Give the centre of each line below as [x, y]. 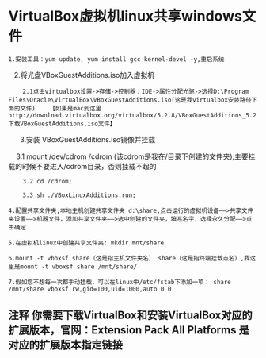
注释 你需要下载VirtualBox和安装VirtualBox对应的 [130, 316]
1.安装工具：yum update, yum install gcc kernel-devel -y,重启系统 [116, 59]
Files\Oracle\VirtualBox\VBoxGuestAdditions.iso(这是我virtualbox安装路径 [130, 100]
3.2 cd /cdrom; [47, 181]
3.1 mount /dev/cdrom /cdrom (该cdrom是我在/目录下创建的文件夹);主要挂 [135, 156]
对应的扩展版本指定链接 [65, 345]
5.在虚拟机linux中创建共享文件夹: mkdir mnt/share [86, 243]
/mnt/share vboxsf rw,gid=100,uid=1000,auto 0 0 [90, 289]
